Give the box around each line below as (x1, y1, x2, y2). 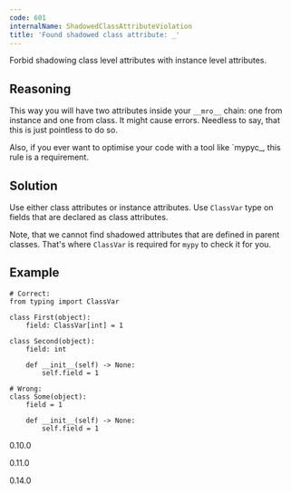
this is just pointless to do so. (9, 124, 118, 136)
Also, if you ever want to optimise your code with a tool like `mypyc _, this (9, 142, 281, 153)
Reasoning (9, 81, 72, 96)
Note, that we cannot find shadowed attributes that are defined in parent (9, 229, 280, 240)
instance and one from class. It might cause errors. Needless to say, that (9, 115, 281, 126)
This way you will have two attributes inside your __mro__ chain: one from (9, 105, 283, 116)
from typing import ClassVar (9, 296, 120, 306)
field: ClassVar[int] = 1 (25, 321, 124, 330)
